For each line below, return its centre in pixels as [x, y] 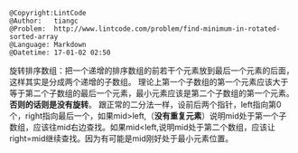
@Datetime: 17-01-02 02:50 [60, 53]
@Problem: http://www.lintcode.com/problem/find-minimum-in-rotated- [145, 29]
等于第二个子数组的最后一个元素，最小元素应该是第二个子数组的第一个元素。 [152, 93]
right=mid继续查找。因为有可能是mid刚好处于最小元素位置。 [121, 139]
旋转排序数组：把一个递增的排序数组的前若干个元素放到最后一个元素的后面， [152, 71]
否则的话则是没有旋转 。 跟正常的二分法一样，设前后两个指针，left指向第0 [145, 105]
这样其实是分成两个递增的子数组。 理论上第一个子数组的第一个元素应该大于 [149, 82]
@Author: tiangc [44, 21]
